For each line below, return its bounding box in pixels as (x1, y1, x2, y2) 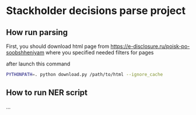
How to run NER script (6, 88, 88, 97)
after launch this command (6, 60, 71, 67)
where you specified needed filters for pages (45, 49, 154, 56)
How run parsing (6, 27, 68, 37)
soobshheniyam (6, 49, 45, 56)
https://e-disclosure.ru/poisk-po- (110, 43, 190, 50)
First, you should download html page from (6, 43, 110, 50)
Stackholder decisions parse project (6, 4, 185, 18)
